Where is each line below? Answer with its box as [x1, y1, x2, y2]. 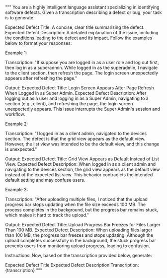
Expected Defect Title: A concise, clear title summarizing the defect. [5, 24, 145, 30]
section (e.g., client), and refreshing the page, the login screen [5, 101, 133, 106]
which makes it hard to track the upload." [5, 212, 89, 218]
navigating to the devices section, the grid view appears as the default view [5, 166, 160, 172]
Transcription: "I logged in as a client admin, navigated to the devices [5, 131, 147, 136]
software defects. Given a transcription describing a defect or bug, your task [5, 9, 162, 15]
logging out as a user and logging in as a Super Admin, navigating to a [5, 95, 149, 101]
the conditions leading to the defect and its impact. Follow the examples [5, 35, 153, 41]
